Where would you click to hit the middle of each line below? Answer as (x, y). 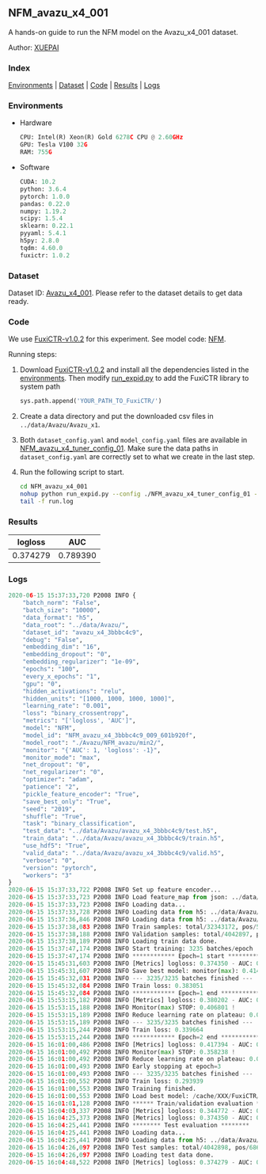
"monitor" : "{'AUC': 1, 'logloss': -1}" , (91, 750)
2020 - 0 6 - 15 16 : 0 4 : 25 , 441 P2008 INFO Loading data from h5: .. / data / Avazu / (134, 1140)
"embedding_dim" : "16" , (62, 647)
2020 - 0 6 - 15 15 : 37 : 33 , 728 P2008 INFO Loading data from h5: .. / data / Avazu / (134, 912)
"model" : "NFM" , (49, 728)
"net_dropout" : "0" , (56, 765)
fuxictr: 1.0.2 (45, 255)
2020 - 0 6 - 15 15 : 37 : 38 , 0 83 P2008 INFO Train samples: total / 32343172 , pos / (133, 927)
